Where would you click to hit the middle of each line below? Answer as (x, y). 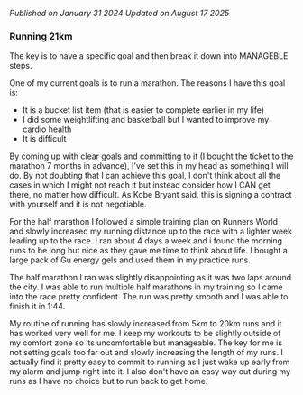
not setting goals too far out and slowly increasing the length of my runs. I (147, 353)
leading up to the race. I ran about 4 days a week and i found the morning (146, 241)
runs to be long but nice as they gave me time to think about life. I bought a (149, 251)
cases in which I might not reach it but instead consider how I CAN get (140, 185)
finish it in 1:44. (37, 307)
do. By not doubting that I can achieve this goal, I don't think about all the (145, 176)
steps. (21, 66)
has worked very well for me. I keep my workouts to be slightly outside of (145, 334)
